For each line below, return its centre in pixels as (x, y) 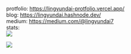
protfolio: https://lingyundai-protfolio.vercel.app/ (65, 9)
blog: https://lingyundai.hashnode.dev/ (54, 15)
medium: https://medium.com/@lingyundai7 (60, 21)
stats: (13, 27)
